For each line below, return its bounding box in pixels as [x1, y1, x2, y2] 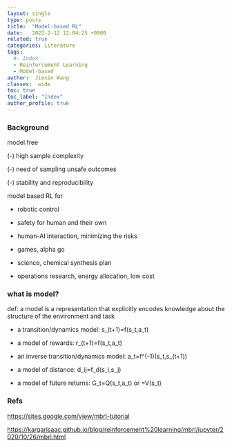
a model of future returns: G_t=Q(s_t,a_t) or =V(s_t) [17, 379, 162, 387]
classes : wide [7, 81, 51, 88]
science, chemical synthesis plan [17, 259, 112, 267]
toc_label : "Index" [7, 94, 64, 101]
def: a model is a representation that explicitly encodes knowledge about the [7, 305, 226, 313]
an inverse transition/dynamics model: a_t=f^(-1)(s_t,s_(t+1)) [17, 352, 188, 361]
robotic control [17, 205, 60, 214]
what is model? [7, 289, 59, 299]
